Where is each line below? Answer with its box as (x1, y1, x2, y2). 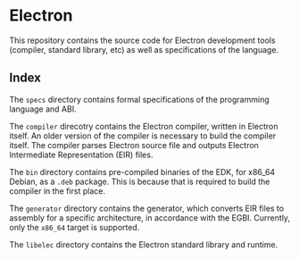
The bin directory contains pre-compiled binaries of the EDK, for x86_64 (9, 166, 276, 177)
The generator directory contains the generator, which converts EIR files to (9, 203, 284, 213)
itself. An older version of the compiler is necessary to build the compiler (9, 130, 277, 141)
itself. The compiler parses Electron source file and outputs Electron (9, 139, 259, 150)
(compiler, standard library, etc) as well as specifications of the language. (9, 44, 279, 54)
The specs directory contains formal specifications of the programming (9, 94, 270, 104)
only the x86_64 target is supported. (9, 221, 140, 232)
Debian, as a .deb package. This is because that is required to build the (9, 176, 270, 187)
